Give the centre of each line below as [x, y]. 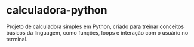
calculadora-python [57, 10]
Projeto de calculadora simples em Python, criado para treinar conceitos [95, 26]
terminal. [17, 39]
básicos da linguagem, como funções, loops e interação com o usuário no [97, 32]
